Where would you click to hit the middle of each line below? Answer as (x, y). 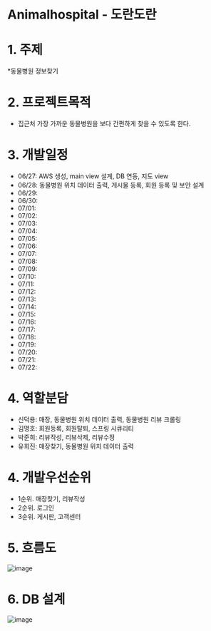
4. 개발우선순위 (49, 478)
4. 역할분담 (38, 398)
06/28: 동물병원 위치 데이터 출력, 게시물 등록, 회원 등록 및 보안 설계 (111, 185)
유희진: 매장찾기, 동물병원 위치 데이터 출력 (76, 446)
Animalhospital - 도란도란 (82, 15)
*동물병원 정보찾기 (33, 71)
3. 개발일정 (38, 155)
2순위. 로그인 (36, 508)
